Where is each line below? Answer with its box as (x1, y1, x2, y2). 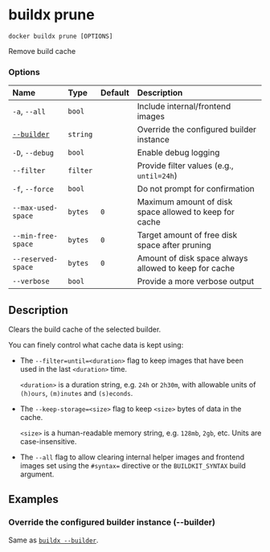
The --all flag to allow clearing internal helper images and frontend (19, 452, 245, 462)
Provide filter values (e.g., (137, 160, 235, 171)
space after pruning (137, 240, 211, 251)
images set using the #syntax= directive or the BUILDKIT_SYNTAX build (19, 461, 247, 471)
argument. (19, 469, 55, 480)
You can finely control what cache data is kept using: (8, 340, 184, 350)
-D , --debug (12, 147, 55, 159)
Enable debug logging (137, 147, 220, 159)
